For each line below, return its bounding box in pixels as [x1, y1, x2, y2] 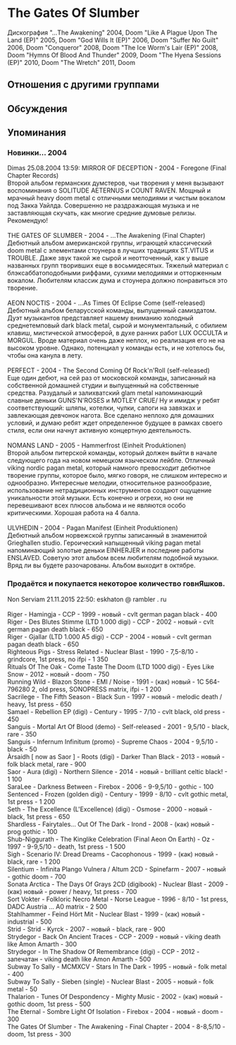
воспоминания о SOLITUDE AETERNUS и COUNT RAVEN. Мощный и [7, 186, 211, 195]
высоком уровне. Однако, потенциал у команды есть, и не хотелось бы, [7, 344, 225, 352]
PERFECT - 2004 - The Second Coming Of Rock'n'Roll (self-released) [7, 366, 210, 375]
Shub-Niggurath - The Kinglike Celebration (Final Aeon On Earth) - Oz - [7, 835, 215, 843]
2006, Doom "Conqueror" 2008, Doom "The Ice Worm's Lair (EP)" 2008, [7, 43, 218, 52]
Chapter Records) [7, 171, 59, 180]
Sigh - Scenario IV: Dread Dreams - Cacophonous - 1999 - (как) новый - [7, 850, 218, 858]
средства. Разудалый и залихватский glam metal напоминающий [7, 389, 203, 397]
